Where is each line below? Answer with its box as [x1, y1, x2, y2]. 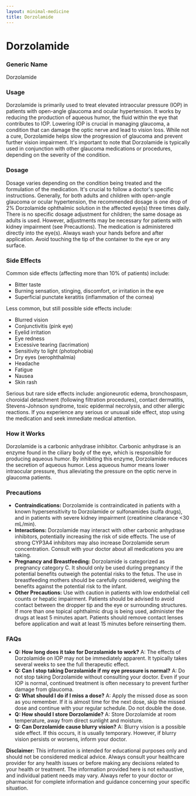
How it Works [6, 429, 45, 438]
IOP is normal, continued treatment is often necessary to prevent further [14, 679, 189, 686]
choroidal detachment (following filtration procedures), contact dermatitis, [6, 396, 185, 403]
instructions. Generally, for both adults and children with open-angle [6, 192, 171, 199]
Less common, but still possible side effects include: [6, 304, 133, 311]
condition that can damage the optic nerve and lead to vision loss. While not [6, 127, 190, 134]
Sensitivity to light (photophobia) [14, 347, 94, 354]
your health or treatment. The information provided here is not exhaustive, [6, 765, 184, 773]
